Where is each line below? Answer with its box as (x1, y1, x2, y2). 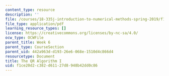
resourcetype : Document (5, 53, 55, 59)
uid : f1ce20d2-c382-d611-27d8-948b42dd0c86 (5, 63, 98, 68)
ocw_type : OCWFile (5, 35, 44, 40)
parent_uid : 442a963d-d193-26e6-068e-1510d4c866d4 (5, 49, 114, 54)
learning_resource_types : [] (5, 26, 66, 31)
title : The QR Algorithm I (5, 58, 62, 63)
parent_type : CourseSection (5, 44, 64, 49)
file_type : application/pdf (5, 21, 64, 26)
